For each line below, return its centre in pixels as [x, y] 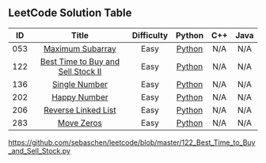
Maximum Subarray [80, 48]
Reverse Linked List [80, 110]
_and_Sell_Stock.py [40, 150]
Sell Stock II [80, 71]
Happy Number [80, 97]
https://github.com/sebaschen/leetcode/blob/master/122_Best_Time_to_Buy [132, 142]
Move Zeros [80, 123]
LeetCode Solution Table [70, 13]
